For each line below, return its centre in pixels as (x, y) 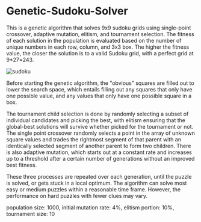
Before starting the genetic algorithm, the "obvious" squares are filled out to (100, 83)
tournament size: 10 (31, 214)
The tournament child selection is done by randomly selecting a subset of (97, 114)
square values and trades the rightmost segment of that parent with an (94, 139)
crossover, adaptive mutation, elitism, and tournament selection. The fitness (100, 34)
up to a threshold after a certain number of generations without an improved (100, 158)
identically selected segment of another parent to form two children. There (99, 146)
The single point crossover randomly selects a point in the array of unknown (101, 133)
